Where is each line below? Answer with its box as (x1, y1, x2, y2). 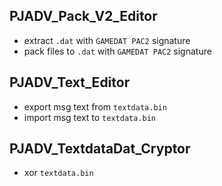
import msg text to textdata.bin (23, 111, 157, 123)
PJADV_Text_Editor (9, 74, 131, 91)
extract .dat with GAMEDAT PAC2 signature (23, 34, 191, 46)
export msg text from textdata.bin (23, 100, 167, 113)
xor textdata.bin (23, 167, 94, 179)
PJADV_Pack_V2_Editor (9, 8, 158, 25)
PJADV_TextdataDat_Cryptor (9, 140, 191, 158)
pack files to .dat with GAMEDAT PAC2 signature (23, 45, 212, 57)
